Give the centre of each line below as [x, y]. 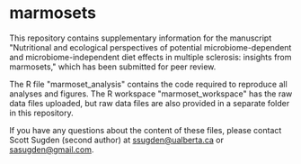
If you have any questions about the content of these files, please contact [146, 130]
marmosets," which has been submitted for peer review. [113, 67]
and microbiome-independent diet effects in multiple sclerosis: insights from [150, 57]
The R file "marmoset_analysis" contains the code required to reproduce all [148, 84]
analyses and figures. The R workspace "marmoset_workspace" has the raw [151, 94]
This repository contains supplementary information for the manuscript [141, 38]
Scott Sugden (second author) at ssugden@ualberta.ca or [117, 140]
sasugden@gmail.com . [52, 149]
